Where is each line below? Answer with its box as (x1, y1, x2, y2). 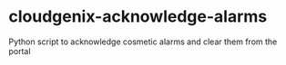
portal (8, 45, 31, 56)
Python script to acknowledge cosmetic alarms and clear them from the (8, 36, 278, 47)
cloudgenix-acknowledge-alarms (8, 6, 268, 27)
